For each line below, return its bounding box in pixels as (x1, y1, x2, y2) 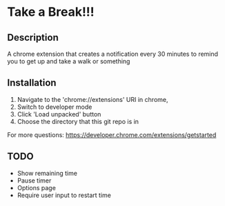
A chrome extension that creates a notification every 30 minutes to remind (7, 50, 219, 58)
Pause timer (17, 176, 52, 185)
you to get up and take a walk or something (7, 57, 130, 65)
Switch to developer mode (17, 103, 92, 111)
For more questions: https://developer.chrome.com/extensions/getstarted (7, 130, 217, 138)
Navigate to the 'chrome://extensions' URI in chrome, (17, 95, 168, 103)
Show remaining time (17, 169, 78, 177)
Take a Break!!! (7, 4, 95, 20)
